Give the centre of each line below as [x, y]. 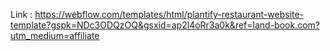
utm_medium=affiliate [55, 35]
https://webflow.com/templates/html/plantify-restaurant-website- [169, 14]
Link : [21, 14]
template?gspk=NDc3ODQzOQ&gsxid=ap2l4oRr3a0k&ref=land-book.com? [165, 25]
